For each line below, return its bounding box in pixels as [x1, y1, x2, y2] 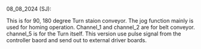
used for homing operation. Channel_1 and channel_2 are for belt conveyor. [6, 24, 195, 31]
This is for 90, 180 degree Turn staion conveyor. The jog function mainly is [6, 17, 194, 24]
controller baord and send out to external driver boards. [6, 37, 147, 43]
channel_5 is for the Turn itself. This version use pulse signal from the [6, 30, 181, 37]
